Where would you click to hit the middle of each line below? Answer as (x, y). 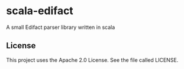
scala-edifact (40, 11)
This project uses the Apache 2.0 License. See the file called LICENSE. (92, 60)
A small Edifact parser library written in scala (61, 27)
